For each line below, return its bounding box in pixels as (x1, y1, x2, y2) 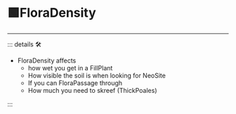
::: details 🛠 (7, 39, 42, 49)
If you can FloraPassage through (27, 78, 123, 87)
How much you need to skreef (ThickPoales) (27, 86, 157, 94)
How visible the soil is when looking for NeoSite (27, 71, 166, 80)
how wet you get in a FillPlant (27, 63, 113, 72)
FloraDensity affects (17, 56, 77, 65)
